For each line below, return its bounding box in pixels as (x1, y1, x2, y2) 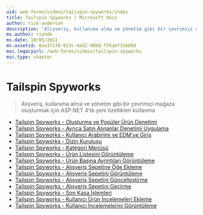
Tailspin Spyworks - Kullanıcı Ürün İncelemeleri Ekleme (14, 195, 152, 203)
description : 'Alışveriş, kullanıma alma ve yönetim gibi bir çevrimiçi (6, 25, 193, 32)
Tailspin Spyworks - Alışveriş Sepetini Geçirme (14, 182, 132, 190)
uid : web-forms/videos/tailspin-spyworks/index (6, 8, 129, 15)
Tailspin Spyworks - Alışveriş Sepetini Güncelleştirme (14, 176, 148, 184)
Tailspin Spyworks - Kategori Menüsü (14, 144, 109, 151)
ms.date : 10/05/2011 (6, 37, 59, 43)
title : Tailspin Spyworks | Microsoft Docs (6, 15, 118, 21)
